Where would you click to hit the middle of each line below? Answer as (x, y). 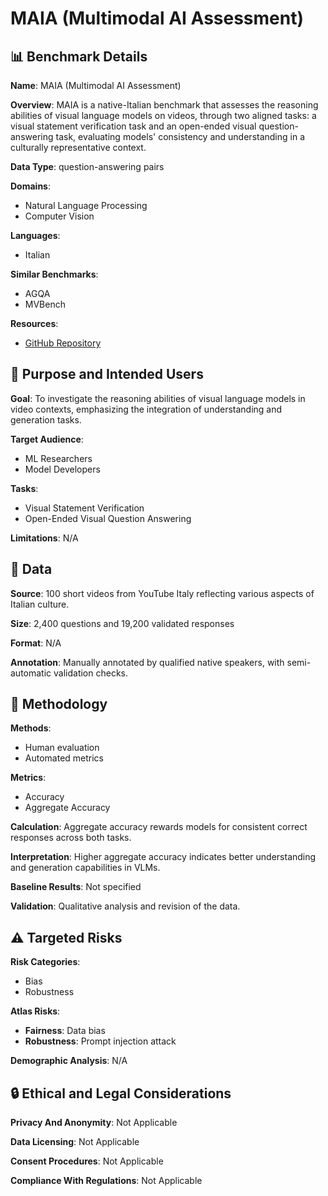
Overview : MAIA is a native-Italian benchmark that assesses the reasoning (164, 105)
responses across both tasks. (71, 838)
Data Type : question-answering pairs (87, 166)
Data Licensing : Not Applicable (75, 1142)
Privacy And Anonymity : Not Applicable (94, 1123)
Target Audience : (47, 439)
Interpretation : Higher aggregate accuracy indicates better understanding (163, 857)
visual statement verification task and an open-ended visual (133, 126)
